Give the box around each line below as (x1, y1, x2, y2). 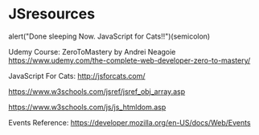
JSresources (8, 5, 95, 23)
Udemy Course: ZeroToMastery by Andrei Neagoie (8, 47, 176, 56)
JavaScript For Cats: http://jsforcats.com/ (8, 71, 146, 80)
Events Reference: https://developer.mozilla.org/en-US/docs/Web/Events (8, 117, 251, 127)
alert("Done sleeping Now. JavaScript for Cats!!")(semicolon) (8, 31, 211, 41)
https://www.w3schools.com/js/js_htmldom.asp (8, 102, 166, 112)
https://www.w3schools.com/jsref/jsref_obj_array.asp (8, 86, 186, 96)
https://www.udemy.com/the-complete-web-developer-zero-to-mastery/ (8, 55, 251, 65)
